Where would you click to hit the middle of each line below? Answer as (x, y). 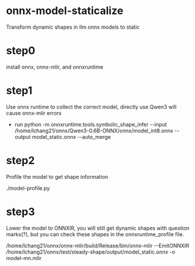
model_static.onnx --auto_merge (71, 137)
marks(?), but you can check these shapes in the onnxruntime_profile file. (95, 234)
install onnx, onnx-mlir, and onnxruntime (55, 67)
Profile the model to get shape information (57, 176)
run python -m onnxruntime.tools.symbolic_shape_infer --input (91, 124)
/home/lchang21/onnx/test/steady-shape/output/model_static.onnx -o (90, 252)
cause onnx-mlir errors (34, 113)
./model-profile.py (28, 188)
